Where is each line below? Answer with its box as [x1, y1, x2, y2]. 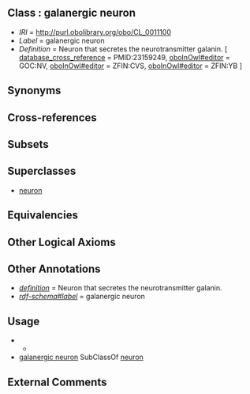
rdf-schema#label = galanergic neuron [18, 292, 145, 301]
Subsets [7, 138, 49, 151]
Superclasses [7, 165, 76, 178]
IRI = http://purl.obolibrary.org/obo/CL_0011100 [18, 27, 171, 36]
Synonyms [7, 84, 62, 97]
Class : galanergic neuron [7, 6, 136, 20]
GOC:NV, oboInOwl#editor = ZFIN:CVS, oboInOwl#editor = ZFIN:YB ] [18, 61, 242, 70]
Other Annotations [7, 262, 101, 275]
